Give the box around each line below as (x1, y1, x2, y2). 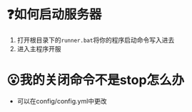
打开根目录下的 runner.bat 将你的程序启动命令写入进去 (16, 35, 175, 44)
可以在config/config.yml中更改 (16, 96, 108, 105)
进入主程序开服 (16, 44, 61, 53)
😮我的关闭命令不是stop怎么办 (6, 72, 185, 89)
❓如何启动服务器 (6, 6, 102, 23)
